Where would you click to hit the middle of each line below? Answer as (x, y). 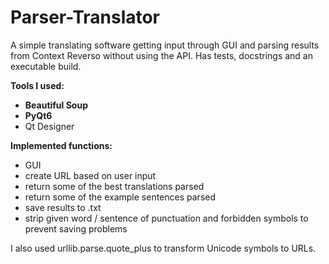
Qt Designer (49, 126)
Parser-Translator (85, 17)
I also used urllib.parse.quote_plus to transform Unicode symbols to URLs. (163, 248)
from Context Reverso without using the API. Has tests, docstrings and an (161, 55)
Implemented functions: (61, 145)
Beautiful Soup (56, 105)
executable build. (46, 66)
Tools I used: (37, 85)
